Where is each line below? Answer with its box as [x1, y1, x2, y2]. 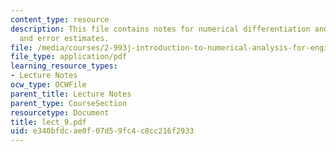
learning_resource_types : [10, 61, 118, 71]
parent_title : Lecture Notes [10, 89, 132, 99]
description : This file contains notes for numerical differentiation [10, 24, 311, 34]
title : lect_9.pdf [10, 117, 87, 127]
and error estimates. [19, 33, 110, 43]
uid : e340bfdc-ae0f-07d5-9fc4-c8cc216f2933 [10, 126, 195, 136]
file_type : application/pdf [10, 52, 128, 62]
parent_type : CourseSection [10, 98, 128, 108]
